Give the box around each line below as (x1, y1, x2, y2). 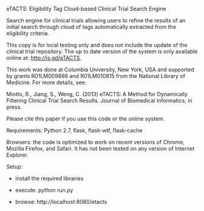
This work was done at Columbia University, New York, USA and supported (6, 66, 194, 73)
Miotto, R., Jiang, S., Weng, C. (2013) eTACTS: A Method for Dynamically (6, 91, 188, 97)
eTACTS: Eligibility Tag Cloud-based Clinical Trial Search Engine (6, 5, 166, 12)
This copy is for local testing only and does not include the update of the (6, 42, 188, 48)
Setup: (6, 163, 23, 170)
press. (6, 103, 22, 111)
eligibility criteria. (6, 30, 50, 37)
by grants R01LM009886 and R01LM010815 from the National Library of (6, 73, 185, 79)
